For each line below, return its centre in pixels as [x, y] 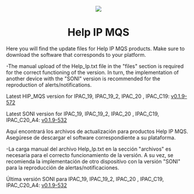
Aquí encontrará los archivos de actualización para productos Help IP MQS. [97, 131]
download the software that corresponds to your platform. [76, 55]
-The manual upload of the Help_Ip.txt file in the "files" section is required [95, 66]
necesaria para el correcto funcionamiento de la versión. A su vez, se [90, 155]
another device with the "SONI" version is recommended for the [83, 79]
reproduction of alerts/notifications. [49, 84]
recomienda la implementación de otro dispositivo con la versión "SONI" [93, 161]
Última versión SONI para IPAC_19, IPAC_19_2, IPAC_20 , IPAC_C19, [85, 179]
